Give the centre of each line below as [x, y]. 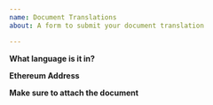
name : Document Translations [63, 17]
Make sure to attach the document [74, 93]
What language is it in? [52, 58]
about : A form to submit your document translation [106, 26]
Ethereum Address [44, 75]
